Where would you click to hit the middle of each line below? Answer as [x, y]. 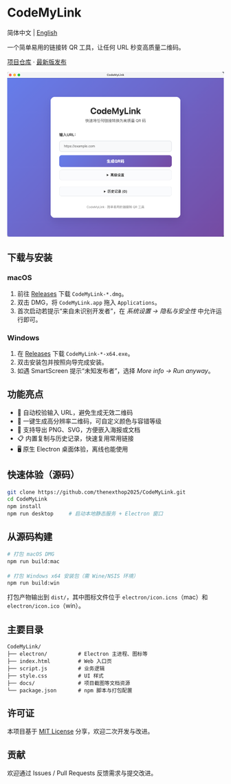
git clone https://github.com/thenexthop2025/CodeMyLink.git [97, 492]
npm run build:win [33, 583]
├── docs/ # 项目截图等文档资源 [69, 684]
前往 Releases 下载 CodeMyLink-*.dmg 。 [72, 293]
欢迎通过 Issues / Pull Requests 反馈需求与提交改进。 [82, 773]
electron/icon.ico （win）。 [46, 606]
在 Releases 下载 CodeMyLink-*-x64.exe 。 [75, 353]
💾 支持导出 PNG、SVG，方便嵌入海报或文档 [79, 430]
